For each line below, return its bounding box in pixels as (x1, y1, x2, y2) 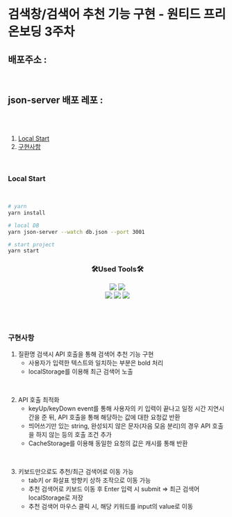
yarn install (8, 209, 46, 216)
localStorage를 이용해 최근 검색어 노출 (28, 367, 133, 376)
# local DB (8, 222, 40, 229)
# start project (8, 241, 55, 248)
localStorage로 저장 (28, 493, 84, 502)
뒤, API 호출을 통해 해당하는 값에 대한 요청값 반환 (49, 413, 181, 421)
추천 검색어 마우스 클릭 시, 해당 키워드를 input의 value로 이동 (28, 502, 194, 510)
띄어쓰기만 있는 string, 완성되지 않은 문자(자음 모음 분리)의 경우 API (28, 422, 211, 430)
